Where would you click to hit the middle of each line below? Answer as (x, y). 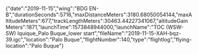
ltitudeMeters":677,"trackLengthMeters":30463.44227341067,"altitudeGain (97, 21)
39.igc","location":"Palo (34, 39)
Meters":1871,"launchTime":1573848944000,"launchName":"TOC (85, 27)
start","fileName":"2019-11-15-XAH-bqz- (132, 33)
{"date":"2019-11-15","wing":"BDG (47, 8)
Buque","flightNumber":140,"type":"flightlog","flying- (128, 39)
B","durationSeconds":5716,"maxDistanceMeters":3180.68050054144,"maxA (99, 15)
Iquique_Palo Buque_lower (49, 33)
